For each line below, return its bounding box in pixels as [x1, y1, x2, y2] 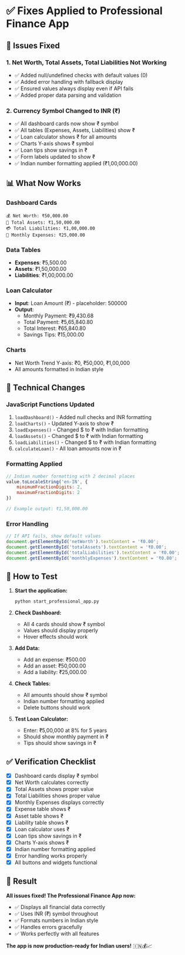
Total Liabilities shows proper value [14, 792, 100, 799]
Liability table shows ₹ [14, 819, 69, 826]
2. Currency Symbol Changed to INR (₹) [6, 106, 120, 115]
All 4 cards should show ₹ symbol [23, 621, 105, 628]
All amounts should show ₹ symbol [23, 692, 107, 699]
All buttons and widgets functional [14, 859, 98, 866]
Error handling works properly [14, 852, 88, 859]
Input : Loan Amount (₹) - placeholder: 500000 [14, 300, 127, 307]
